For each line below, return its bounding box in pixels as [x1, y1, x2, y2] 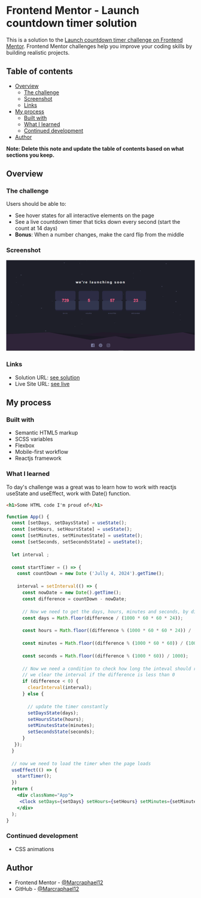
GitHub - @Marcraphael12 [14, 885, 80, 892]
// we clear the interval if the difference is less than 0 [22, 672, 175, 678]
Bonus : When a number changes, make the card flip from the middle [14, 231, 184, 238]
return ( [11, 786, 33, 792]
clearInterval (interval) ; [28, 685, 93, 691]
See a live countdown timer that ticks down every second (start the [14, 218, 181, 226]
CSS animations [14, 845, 54, 852]
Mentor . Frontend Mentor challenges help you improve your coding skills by [6, 43, 193, 50]
